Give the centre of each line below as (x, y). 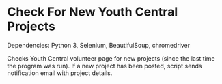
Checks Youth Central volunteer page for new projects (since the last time (111, 58)
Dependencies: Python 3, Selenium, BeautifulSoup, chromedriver (98, 45)
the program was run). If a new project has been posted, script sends (105, 66)
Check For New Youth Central (93, 12)
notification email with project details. (60, 73)
